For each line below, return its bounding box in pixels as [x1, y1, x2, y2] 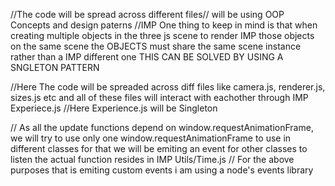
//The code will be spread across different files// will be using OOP [10, 9, 285, 20]
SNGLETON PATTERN [10, 62, 100, 73]
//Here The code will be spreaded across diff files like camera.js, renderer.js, [10, 81, 326, 93]
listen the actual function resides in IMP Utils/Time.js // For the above [10, 154, 295, 165]
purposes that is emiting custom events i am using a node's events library [10, 164, 314, 176]
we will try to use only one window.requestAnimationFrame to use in [10, 132, 292, 144]
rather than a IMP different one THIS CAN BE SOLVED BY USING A [10, 51, 284, 63]
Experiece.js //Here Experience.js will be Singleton [10, 102, 218, 114]
